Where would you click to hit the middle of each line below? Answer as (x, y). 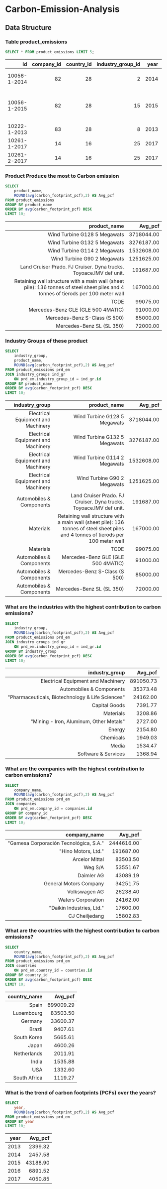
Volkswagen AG (85, 891)
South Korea (28, 1037)
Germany (32, 1021)
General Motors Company (74, 883)
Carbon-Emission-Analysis (63, 9)
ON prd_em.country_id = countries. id (53, 970)
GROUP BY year (20, 1121)
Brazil (36, 1029)
